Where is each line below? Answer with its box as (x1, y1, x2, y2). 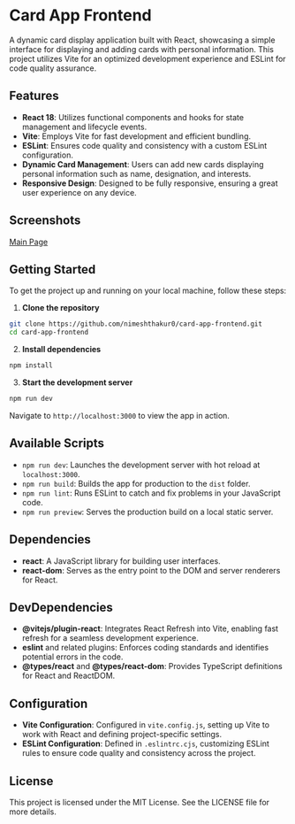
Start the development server (21, 377, 133, 388)
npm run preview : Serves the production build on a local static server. (21, 506, 274, 517)
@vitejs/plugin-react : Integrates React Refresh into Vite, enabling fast (21, 623, 279, 634)
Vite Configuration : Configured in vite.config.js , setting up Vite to (21, 720, 270, 730)
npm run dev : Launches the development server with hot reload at (21, 459, 261, 470)
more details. (9, 806, 57, 817)
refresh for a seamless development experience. (21, 633, 199, 643)
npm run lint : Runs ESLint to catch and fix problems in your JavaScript (21, 488, 281, 498)
